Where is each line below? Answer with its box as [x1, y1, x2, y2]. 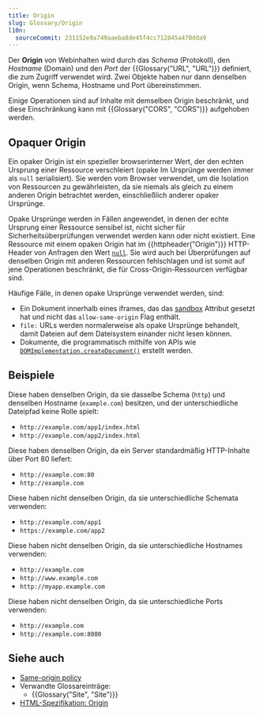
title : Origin [8, 11, 55, 20]
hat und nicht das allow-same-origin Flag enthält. [19, 312, 181, 321]
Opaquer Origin [8, 135, 86, 149]
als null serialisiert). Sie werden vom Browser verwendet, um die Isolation [8, 173, 249, 183]
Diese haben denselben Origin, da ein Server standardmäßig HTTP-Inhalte [8, 445, 250, 455]
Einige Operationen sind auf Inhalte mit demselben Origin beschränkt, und [8, 96, 249, 105]
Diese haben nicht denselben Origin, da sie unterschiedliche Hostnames [8, 540, 243, 550]
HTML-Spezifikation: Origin [19, 698, 109, 707]
